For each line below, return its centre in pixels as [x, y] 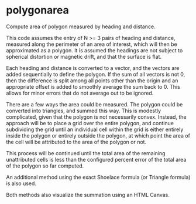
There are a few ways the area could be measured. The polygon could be [94, 104]
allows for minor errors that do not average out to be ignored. [80, 93]
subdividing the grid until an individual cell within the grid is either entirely [95, 129]
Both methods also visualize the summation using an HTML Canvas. [88, 195]
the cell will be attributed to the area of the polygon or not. [76, 142]
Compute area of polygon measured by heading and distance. [81, 26]
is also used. [21, 183]
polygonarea [37, 10]
